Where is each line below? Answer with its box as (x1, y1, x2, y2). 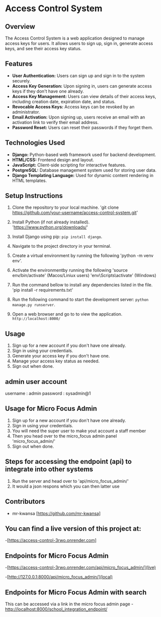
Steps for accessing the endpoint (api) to (5, 458, 132, 466)
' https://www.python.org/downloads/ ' (12, 224, 88, 230)
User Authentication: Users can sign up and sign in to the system (12, 73, 145, 79)
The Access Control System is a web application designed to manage (5, 35, 145, 41)
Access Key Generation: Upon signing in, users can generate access (12, 83, 152, 89)
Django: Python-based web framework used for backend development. (12, 152, 156, 158)
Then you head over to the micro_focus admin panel (12, 433, 117, 439)
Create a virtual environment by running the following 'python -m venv (12, 253, 154, 259)
